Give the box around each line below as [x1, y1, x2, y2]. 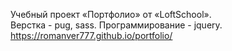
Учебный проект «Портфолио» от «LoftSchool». [10, 9, 212, 20]
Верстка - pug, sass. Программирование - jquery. [10, 19, 223, 31]
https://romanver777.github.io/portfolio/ [10, 30, 173, 41]
